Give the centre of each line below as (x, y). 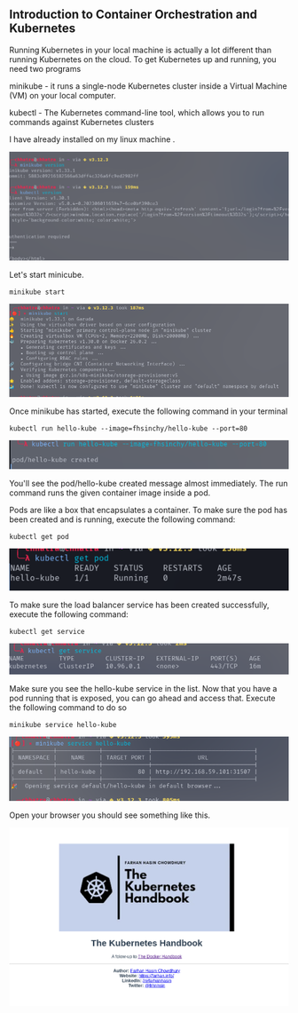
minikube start (37, 292)
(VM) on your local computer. (63, 95)
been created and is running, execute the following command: (122, 519)
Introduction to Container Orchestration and (133, 15)
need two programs (45, 68)
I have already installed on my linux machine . (92, 139)
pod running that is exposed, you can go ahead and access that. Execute (142, 698)
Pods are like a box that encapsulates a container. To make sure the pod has (149, 510)
